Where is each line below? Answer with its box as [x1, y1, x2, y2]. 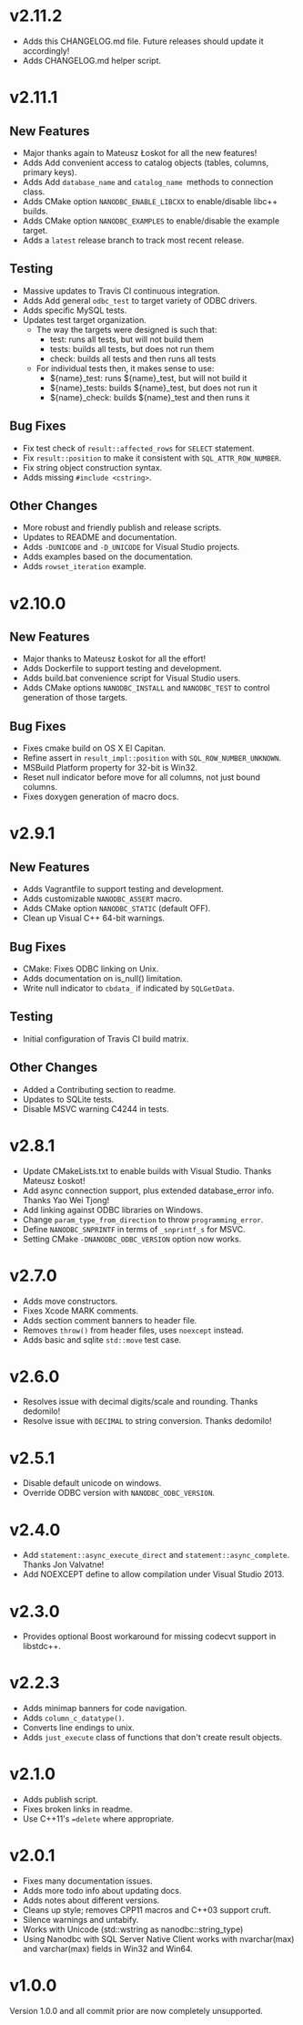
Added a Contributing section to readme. [22, 1084, 177, 1095]
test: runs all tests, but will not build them [49, 334, 205, 345]
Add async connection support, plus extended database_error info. [22, 1185, 275, 1196]
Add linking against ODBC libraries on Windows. [22, 1204, 203, 1215]
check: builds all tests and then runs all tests [49, 353, 217, 364]
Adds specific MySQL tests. [22, 305, 127, 316]
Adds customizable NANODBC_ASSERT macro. [22, 893, 183, 904]
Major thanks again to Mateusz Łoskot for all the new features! [22, 147, 258, 158]
